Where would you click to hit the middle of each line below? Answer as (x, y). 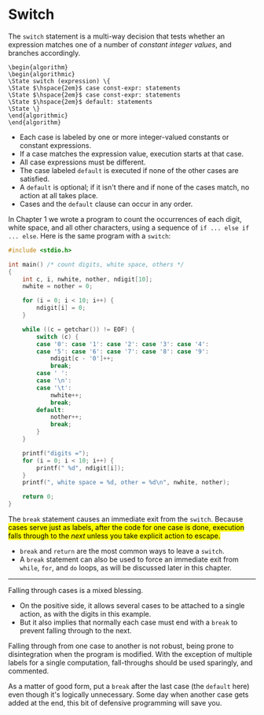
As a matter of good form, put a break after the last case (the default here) (129, 687)
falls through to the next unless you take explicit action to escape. (114, 536)
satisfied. (34, 179)
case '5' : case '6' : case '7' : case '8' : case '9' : (123, 352)
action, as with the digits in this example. (85, 614)
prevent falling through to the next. (75, 631)
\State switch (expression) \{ (59, 81)
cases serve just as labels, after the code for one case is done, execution (126, 528)
